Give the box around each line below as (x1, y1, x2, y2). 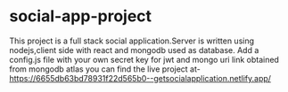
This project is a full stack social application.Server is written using (9, 35, 255, 46)
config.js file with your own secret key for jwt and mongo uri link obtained (9, 54, 279, 65)
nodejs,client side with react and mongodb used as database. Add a (9, 44, 259, 55)
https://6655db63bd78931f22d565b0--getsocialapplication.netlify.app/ (9, 73, 272, 83)
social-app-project (9, 6, 152, 27)
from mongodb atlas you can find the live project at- (9, 64, 201, 74)
